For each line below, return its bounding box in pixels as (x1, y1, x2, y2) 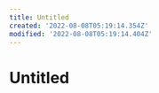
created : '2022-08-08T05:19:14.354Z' (9, 21, 149, 30)
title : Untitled (9, 12, 69, 22)
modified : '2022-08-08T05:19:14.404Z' (9, 29, 153, 38)
